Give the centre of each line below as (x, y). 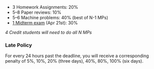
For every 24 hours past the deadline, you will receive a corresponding (77, 56)
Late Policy (19, 45)
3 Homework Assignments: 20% (45, 7)
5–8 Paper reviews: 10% (37, 12)
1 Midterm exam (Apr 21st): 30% (45, 23)
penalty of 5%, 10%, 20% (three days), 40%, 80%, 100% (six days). (74, 61)
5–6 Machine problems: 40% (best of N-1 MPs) (60, 17)
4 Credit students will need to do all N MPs (49, 32)
